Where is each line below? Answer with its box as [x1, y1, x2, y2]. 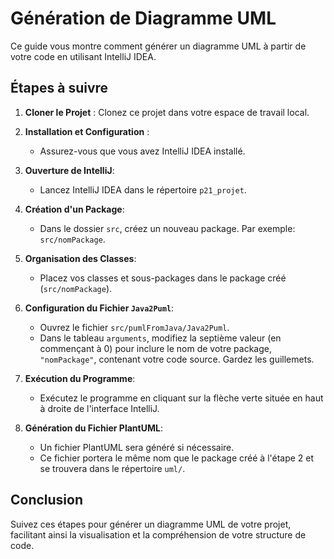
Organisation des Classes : [24, 252, 137, 264]
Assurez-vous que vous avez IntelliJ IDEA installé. [39, 145, 246, 157]
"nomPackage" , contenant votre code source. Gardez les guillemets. [39, 353, 315, 365]
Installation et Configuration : [24, 125, 150, 137]
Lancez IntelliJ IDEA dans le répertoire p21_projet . [39, 183, 247, 196]
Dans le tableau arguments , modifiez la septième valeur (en [39, 332, 282, 344]
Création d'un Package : [24, 203, 125, 215]
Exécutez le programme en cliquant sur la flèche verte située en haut [39, 392, 324, 404]
